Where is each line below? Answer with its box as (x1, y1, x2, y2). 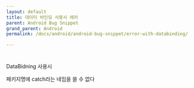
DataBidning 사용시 (6, 63, 53, 70)
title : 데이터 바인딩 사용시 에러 (6, 14, 78, 20)
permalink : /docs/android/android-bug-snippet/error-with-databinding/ (6, 31, 188, 37)
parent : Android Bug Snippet (6, 20, 79, 26)
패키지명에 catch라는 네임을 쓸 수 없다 (6, 75, 95, 83)
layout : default (6, 8, 47, 15)
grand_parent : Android (6, 25, 63, 32)
